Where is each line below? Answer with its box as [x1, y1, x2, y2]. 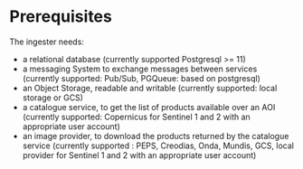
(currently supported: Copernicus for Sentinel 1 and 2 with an [22, 111, 251, 122]
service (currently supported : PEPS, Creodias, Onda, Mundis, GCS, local [22, 140, 294, 151]
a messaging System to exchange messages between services [22, 63, 258, 74]
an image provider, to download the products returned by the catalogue [22, 130, 289, 141]
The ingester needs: [9, 36, 84, 47]
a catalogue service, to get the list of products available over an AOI [22, 101, 276, 112]
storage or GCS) [22, 92, 84, 103]
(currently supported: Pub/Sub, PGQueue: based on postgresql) [22, 72, 260, 83]
